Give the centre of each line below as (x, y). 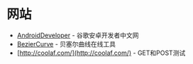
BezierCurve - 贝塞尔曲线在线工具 (66, 44)
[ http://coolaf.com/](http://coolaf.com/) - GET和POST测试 (101, 53)
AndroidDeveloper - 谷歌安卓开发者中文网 (78, 35)
